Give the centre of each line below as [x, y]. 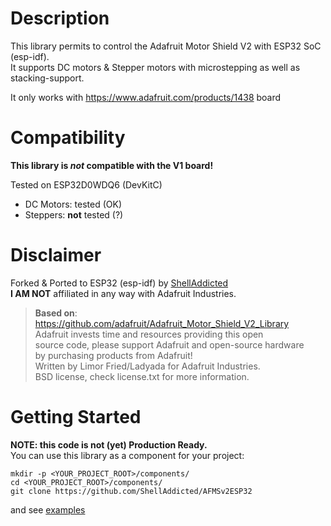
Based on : [56, 313]
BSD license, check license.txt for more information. [142, 376]
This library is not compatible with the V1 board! [112, 165]
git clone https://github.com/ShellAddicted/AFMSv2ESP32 [131, 491]
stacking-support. [47, 78]
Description [60, 18]
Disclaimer [56, 255]
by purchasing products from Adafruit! [113, 355]
